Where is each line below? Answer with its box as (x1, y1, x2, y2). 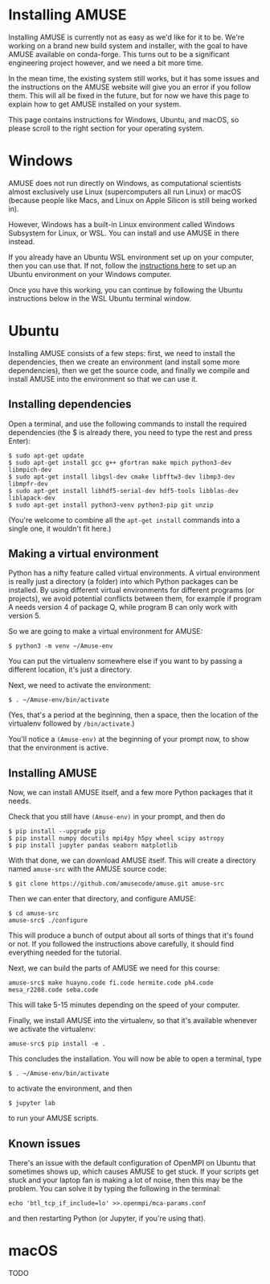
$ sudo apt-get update (8, 451, 84, 460)
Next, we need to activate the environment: (8, 681, 151, 690)
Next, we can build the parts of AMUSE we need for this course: (8, 963, 220, 973)
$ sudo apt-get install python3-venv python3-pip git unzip (8, 501, 215, 509)
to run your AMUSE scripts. (8, 1113, 99, 1123)
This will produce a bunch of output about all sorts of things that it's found (8, 930, 255, 940)
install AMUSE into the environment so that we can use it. (8, 374, 198, 383)
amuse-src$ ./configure (8, 917, 88, 925)
